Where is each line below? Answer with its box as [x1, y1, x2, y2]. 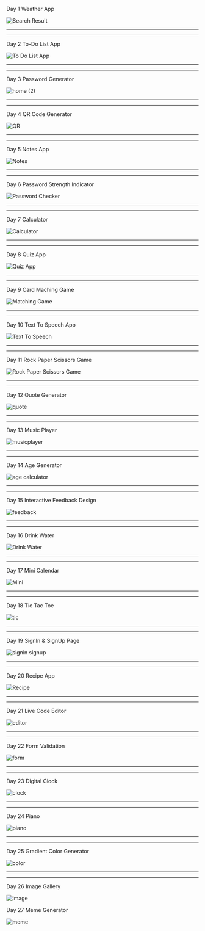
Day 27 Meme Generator [6, 907, 68, 913]
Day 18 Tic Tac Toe [6, 602, 54, 609]
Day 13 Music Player [6, 427, 57, 433]
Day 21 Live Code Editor [6, 708, 67, 714]
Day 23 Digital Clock [6, 778, 58, 784]
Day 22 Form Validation [6, 742, 65, 750]
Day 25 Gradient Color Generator [6, 848, 90, 855]
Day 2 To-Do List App [6, 40, 61, 48]
